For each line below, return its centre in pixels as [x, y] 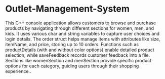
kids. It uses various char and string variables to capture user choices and [82, 33]
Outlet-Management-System [68, 9]
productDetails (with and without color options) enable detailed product [80, 50]
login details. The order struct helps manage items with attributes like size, [83, 39]
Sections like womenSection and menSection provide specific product [78, 60]
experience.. [18, 71]
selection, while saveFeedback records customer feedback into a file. [78, 55]
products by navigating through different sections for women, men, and [80, 28]
